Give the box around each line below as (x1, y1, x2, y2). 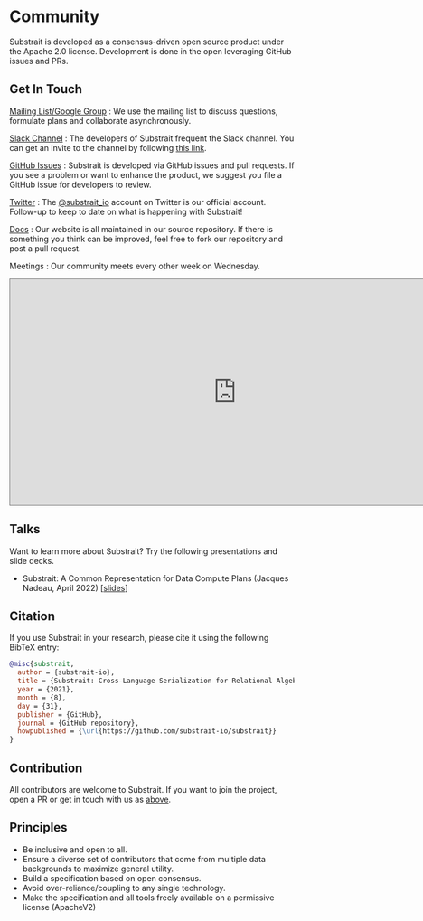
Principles (9, 820, 68, 835)
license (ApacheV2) (22, 901, 97, 912)
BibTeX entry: (9, 642, 60, 653)
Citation (9, 608, 56, 624)
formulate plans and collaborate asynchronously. (9, 115, 192, 126)
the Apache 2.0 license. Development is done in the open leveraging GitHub (9, 45, 292, 56)
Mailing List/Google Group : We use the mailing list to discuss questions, (9, 106, 278, 117)
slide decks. (9, 555, 54, 566)
